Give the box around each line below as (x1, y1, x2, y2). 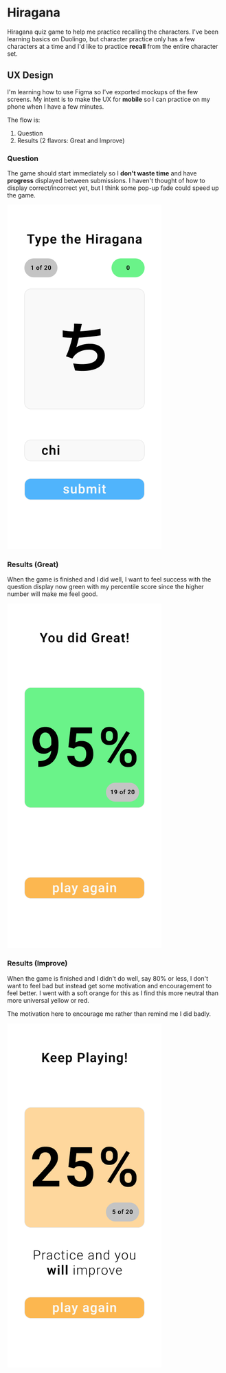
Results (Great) (7, 560, 59, 569)
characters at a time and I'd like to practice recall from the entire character (7, 42, 218, 50)
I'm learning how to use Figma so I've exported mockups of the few (7, 87, 198, 96)
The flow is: (7, 116, 41, 124)
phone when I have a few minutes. (7, 102, 104, 111)
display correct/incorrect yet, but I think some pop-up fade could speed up (7, 184, 219, 192)
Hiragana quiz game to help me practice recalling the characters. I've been (7, 28, 218, 36)
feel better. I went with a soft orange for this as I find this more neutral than (7, 989, 218, 997)
